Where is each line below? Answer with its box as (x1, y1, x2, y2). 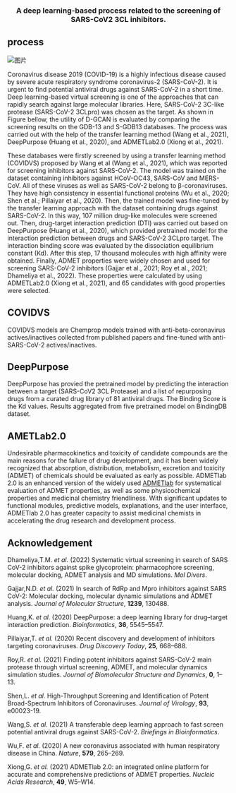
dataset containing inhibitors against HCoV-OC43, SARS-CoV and (7, 174, 198, 182)
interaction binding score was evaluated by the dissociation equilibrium (7, 241, 213, 249)
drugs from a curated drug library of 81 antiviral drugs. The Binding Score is (7, 395, 227, 403)
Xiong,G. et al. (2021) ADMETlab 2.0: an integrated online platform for (7, 762, 209, 771)
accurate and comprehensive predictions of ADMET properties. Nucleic (7, 770, 215, 778)
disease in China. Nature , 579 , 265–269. (7, 749, 125, 757)
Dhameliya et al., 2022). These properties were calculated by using (7, 271, 202, 280)
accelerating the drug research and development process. (7, 516, 176, 525)
